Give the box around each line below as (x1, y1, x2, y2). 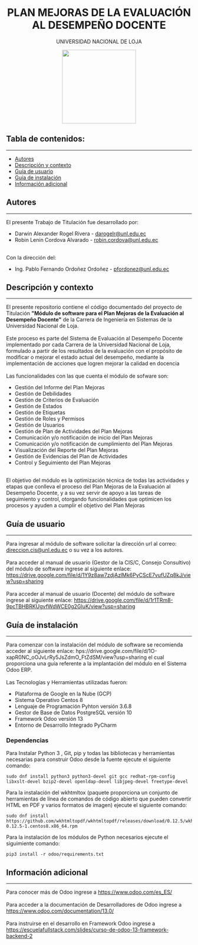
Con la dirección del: (6, 254, 57, 261)
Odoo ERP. (6, 667, 32, 673)
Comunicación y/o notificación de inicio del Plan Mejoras (14, 434, 153, 441)
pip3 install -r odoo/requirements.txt (6, 851, 104, 858)
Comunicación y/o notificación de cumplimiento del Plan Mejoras (14, 440, 173, 448)
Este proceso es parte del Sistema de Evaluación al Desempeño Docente (6, 335, 183, 342)
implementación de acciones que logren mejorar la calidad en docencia (6, 360, 180, 367)
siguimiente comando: (6, 840, 60, 847)
